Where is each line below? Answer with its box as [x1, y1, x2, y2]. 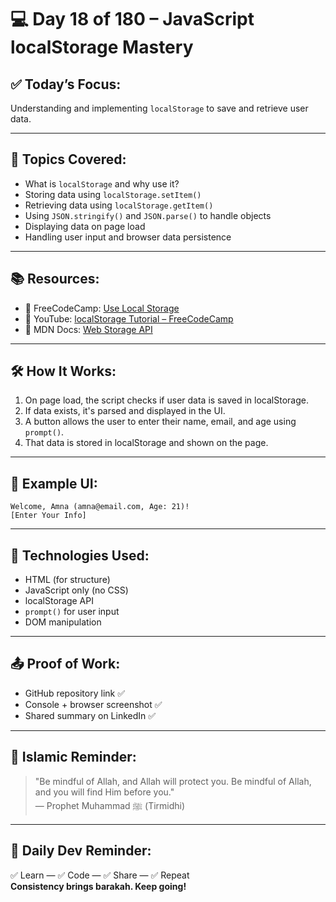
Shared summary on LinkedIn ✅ [24, 709, 157, 721]
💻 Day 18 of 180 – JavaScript [10, 8, 255, 31]
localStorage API [24, 595, 94, 607]
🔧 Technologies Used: [10, 547, 150, 564]
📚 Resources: [10, 271, 100, 288]
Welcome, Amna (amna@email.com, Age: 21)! [10, 502, 190, 512]
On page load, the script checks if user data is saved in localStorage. [24, 394, 309, 406]
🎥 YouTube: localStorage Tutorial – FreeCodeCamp [24, 312, 234, 325]
